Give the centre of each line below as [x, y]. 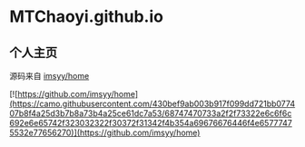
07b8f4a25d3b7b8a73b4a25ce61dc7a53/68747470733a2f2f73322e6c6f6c [151, 113]
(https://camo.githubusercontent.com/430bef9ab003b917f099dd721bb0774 [152, 103]
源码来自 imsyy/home [49, 76]
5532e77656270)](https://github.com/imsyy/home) [105, 132]
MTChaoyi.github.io [86, 17]
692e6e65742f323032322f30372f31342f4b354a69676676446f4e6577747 [151, 123]
